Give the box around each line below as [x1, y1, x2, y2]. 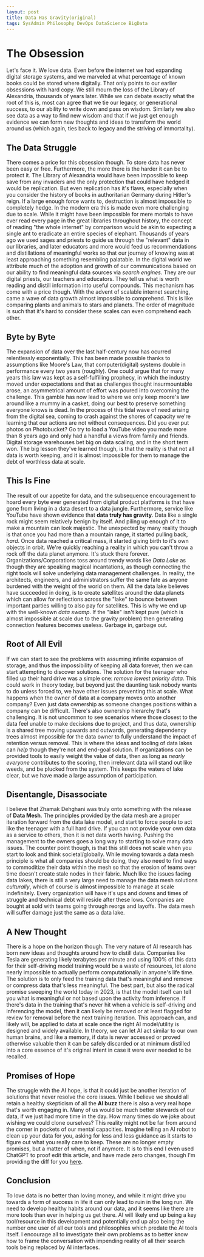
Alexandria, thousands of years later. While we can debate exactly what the [6, 93, 195, 100]
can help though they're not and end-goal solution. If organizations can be [6, 746, 192, 753]
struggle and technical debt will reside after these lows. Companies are [6, 896, 184, 904]
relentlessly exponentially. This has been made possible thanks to [6, 354, 171, 361]
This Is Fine [6, 476, 50, 486]
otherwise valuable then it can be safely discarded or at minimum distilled [6, 1040, 191, 1047]
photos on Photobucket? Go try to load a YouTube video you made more [6, 425, 187, 433]
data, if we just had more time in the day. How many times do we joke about [6, 1113, 195, 1120]
